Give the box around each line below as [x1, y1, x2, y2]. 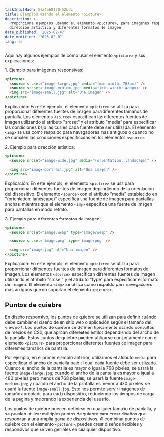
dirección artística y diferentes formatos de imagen [9, 25, 121, 30]
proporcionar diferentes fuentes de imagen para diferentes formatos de [5, 266, 149, 272]
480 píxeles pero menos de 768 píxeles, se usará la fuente [5, 375, 123, 381]
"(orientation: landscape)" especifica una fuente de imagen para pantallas [5, 196, 154, 202]
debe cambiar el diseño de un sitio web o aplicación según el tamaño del [5, 319, 152, 325]
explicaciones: [5, 57, 34, 64]
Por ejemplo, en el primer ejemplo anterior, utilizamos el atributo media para [5, 354, 156, 360]
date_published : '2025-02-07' [5, 30, 67, 35]
